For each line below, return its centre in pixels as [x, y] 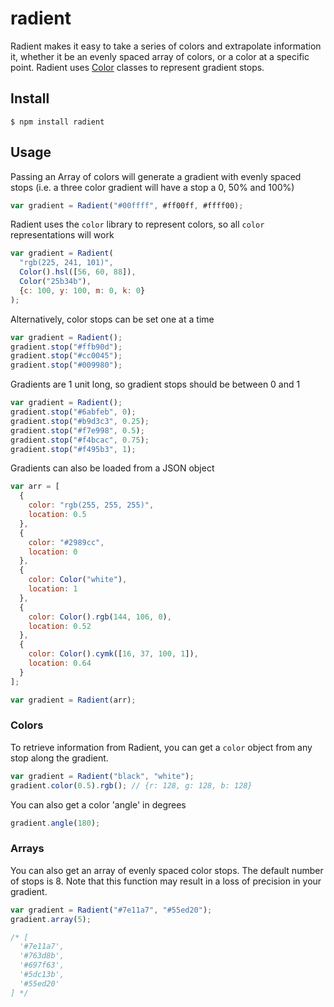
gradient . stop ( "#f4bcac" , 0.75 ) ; [80, 440]
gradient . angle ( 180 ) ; [55, 823]
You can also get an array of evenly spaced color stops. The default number [167, 870]
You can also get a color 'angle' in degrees [98, 804]
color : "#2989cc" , [66, 542]
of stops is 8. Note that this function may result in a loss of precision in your [166, 881]
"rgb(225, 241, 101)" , [66, 263]
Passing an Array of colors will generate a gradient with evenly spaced [156, 176]
